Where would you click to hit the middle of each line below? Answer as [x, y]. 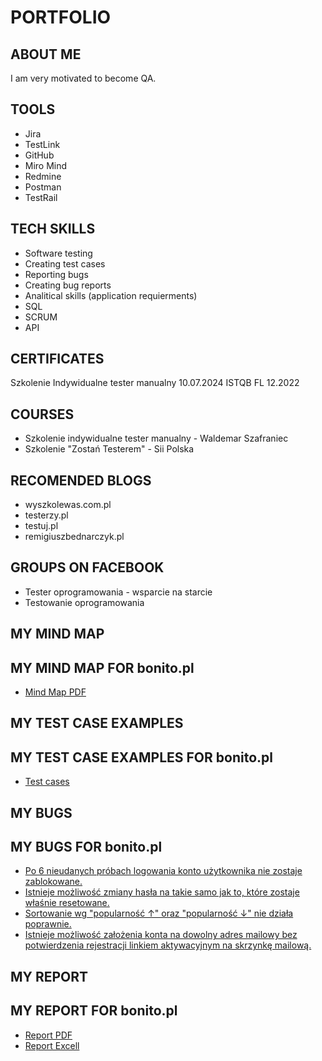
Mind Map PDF [55, 692]
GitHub [39, 155]
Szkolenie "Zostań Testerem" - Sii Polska [109, 449]
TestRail [41, 197]
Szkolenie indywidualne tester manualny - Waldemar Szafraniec [156, 438]
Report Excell [52, 1045]
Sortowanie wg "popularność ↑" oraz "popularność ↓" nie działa [159, 913]
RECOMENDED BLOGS [81, 480]
